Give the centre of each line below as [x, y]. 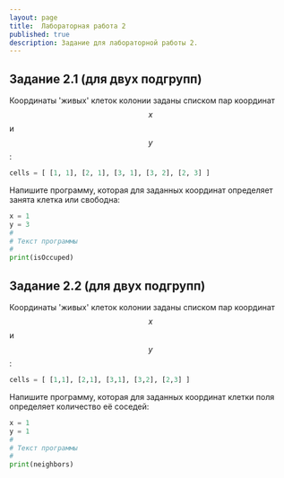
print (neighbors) [42, 465]
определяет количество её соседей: [79, 406]
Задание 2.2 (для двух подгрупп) [108, 286]
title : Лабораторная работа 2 [68, 26]
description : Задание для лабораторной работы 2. [104, 43]
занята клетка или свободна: [65, 199]
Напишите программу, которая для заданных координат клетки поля [142, 396]
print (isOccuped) [42, 258]
